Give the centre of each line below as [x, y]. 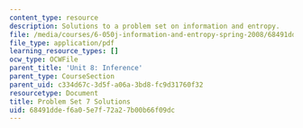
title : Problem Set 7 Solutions [70, 101]
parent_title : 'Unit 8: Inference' [76, 69]
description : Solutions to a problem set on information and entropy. [145, 26]
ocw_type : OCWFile [44, 59]
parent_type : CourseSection [62, 77]
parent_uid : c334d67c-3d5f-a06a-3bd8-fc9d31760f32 [106, 85]
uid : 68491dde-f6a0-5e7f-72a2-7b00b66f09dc [92, 110]
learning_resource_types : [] [64, 51]
